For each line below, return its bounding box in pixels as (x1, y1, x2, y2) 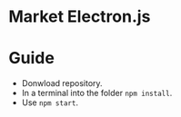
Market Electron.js (8, 6, 151, 27)
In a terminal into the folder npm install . (21, 88, 173, 99)
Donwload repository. (21, 78, 103, 89)
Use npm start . (21, 97, 79, 108)
